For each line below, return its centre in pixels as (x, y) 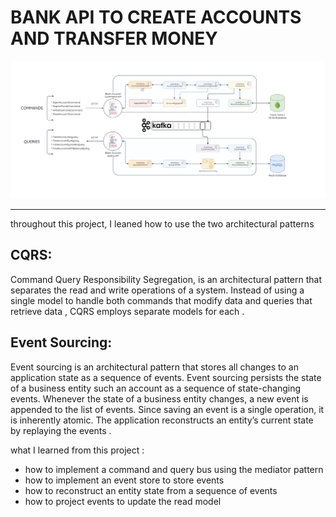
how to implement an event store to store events (124, 480)
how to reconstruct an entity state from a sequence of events (151, 490)
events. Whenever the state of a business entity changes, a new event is (159, 398)
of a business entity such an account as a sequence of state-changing (156, 388)
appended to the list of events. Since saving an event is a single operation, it (167, 409)
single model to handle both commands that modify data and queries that (161, 300)
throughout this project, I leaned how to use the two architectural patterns (162, 223)
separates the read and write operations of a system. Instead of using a (157, 290)
